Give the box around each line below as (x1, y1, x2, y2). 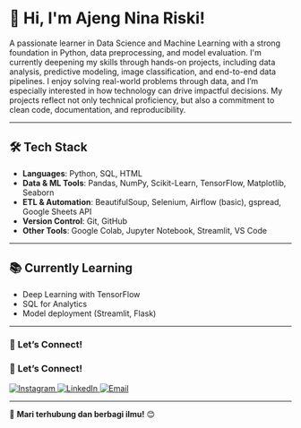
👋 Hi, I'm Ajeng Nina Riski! (9, 8, 206, 29)
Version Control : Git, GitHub (21, 215, 128, 227)
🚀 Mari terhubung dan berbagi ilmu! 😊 (9, 408, 155, 419)
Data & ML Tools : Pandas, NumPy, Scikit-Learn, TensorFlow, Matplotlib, (21, 177, 287, 188)
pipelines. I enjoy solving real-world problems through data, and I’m (9, 75, 259, 86)
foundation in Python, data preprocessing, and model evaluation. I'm (9, 47, 262, 57)
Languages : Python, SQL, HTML (21, 167, 143, 178)
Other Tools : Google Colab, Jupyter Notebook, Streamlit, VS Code (21, 225, 267, 235)
